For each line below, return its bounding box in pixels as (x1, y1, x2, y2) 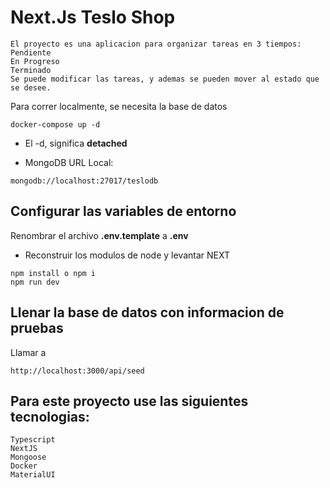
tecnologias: (10, 408, 90, 425)
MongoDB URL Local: (24, 156, 114, 168)
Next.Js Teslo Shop (10, 6, 176, 29)
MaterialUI (10, 470, 56, 480)
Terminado (10, 65, 52, 75)
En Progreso (10, 56, 60, 66)
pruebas (10, 320, 64, 337)
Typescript (10, 435, 56, 445)
